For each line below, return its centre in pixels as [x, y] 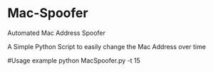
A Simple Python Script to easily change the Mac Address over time [107, 46]
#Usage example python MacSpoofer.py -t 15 [74, 60]
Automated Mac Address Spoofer [56, 33]
